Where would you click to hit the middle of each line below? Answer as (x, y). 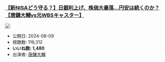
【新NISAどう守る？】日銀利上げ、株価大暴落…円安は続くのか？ (82, 7)
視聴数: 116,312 (27, 42)
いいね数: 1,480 (28, 48)
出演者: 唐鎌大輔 (29, 55)
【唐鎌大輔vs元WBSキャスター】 (45, 15)
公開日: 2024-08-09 (33, 36)
